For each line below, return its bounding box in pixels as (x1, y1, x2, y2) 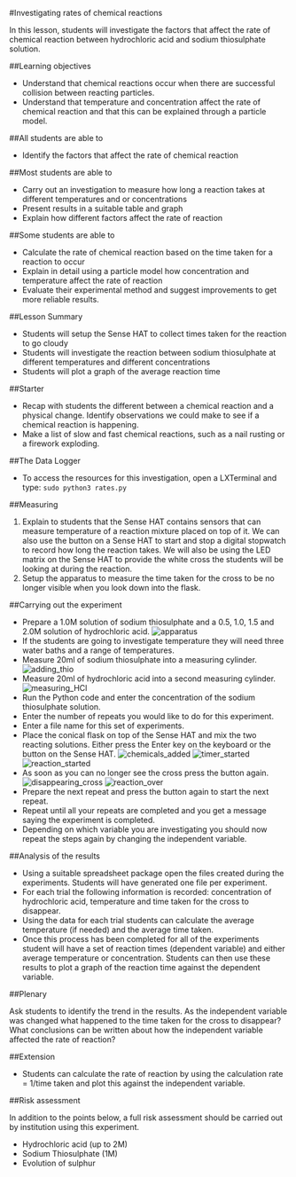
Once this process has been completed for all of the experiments (21, 934, 260, 944)
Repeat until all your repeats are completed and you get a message (21, 805, 268, 815)
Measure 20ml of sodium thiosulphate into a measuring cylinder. (21, 655, 257, 664)
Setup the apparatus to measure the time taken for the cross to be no (21, 573, 275, 584)
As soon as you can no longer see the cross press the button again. (21, 767, 269, 778)
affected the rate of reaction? (9, 1034, 116, 1045)
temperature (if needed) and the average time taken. (21, 924, 214, 935)
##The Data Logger (9, 456, 82, 466)
